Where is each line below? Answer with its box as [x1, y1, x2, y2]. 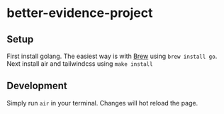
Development [6, 80, 68, 92]
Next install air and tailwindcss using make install [6, 59, 153, 68]
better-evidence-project [6, 5, 153, 21]
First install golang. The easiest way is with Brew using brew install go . [6, 52, 218, 60]
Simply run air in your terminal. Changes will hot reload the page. [6, 98, 198, 107]
